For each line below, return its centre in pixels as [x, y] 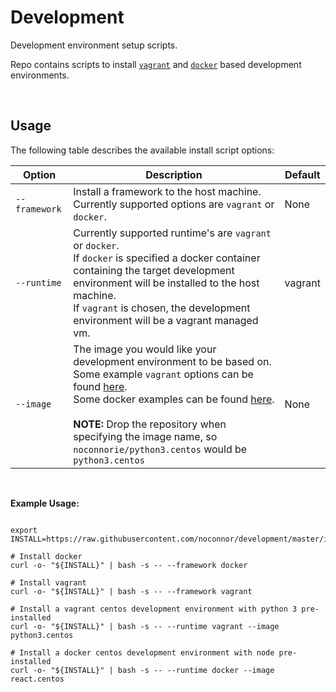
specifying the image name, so [145, 436]
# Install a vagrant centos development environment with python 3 [154, 609]
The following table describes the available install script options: [142, 150]
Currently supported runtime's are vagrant [172, 233]
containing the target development [154, 270]
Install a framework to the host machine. [167, 191]
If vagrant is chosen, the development [162, 308]
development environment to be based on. [172, 361]
